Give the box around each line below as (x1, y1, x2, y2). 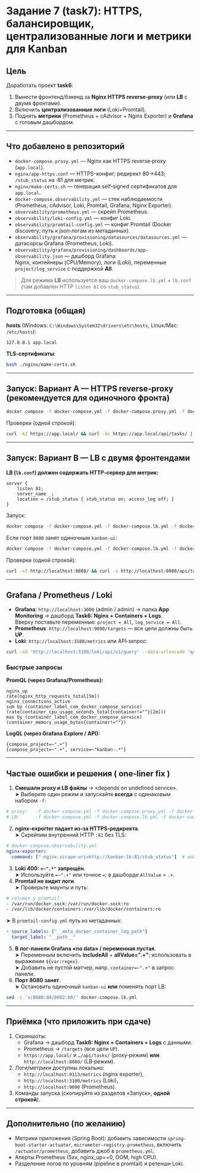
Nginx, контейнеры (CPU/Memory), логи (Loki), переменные (14, 258, 167, 266)
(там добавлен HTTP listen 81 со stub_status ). (20, 283, 141, 290)
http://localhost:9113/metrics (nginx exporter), (23, 1070, 144, 1078)
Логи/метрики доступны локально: (14, 1064, 105, 1071)
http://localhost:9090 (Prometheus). (23, 1083, 117, 1090)
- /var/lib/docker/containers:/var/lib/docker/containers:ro (6, 906, 161, 912)
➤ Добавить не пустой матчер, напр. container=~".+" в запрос (14, 964, 174, 971)
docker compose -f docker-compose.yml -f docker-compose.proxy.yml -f (6, 408, 185, 415)
